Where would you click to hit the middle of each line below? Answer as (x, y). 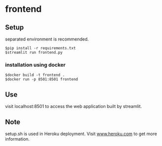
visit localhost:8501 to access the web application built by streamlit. (73, 107)
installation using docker (35, 65)
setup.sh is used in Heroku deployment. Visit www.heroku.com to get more (81, 134)
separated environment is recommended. (47, 39)
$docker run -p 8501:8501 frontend (42, 79)
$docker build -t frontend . (35, 75)
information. (17, 139)
